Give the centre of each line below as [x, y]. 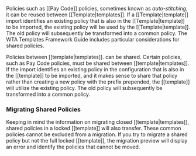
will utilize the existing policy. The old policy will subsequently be [84, 88]
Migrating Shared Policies [43, 109]
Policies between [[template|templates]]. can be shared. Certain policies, [94, 57]
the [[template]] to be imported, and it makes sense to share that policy [92, 76]
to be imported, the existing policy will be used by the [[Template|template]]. [98, 27]
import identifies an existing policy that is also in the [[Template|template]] [96, 21]
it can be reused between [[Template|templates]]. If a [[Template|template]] [97, 15]
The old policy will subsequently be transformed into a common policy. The [97, 33]
